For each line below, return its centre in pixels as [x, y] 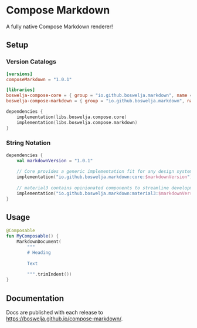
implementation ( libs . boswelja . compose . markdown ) [77, 122]
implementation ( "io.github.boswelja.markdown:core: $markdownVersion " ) [105, 177]
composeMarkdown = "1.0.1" [39, 79]
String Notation [28, 143]
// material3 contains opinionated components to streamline [93, 188]
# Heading [39, 252]
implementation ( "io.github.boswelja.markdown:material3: [88, 193]
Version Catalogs [31, 62]
